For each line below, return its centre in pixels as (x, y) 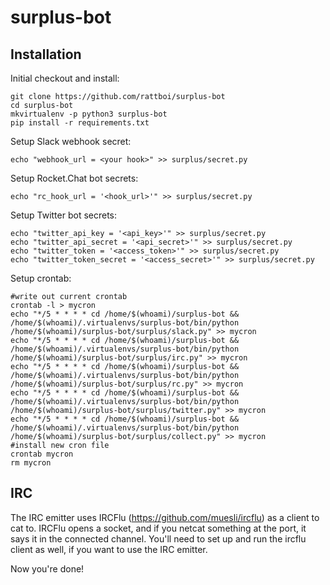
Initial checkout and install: (65, 78)
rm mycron (31, 463)
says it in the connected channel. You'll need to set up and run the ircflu (158, 538)
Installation (46, 54)
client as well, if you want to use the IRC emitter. (109, 549)
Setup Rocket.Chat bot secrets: (74, 178)
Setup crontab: (41, 278)
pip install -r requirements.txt (80, 123)
